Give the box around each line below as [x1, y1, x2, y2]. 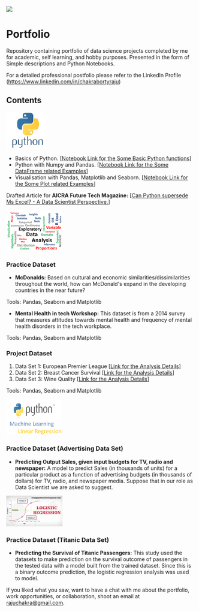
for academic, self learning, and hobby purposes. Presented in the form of [6, 53, 190, 61]
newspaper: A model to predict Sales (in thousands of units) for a [14, 465, 178, 472]
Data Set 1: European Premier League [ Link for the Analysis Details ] [14, 363, 181, 370]
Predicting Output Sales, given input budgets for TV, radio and [14, 458, 173, 465]
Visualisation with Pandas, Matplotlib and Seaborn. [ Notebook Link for [14, 174, 188, 181]
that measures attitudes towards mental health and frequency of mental [14, 316, 192, 324]
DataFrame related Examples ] [14, 167, 88, 174]
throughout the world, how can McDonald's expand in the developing [14, 281, 186, 288]
